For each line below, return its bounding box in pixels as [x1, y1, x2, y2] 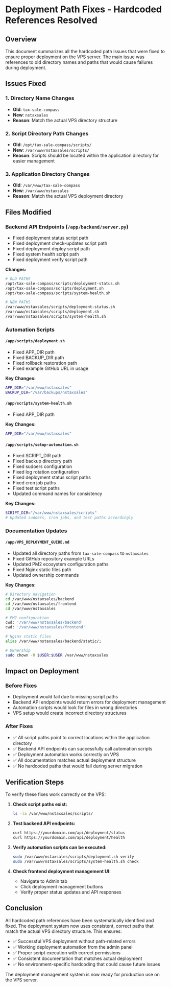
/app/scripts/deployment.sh [5, 339, 65, 344]
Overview [5, 35, 37, 43]
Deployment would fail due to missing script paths [12, 694, 118, 700]
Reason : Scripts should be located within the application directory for [12, 152, 159, 158]
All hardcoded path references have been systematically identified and [5, 917, 154, 923]
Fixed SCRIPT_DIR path [12, 453, 62, 459]
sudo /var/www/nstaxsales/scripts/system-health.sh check [12, 859, 139, 864]
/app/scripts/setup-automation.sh [5, 442, 79, 448]
